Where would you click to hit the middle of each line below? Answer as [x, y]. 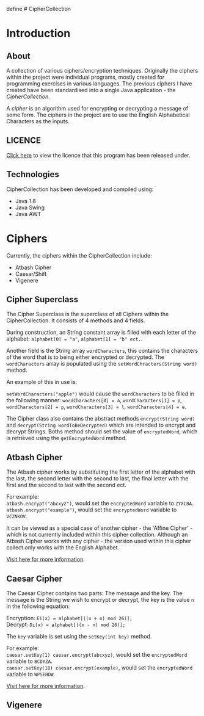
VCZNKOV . [17, 516]
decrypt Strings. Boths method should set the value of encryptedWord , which [102, 432]
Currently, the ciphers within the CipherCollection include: [79, 255]
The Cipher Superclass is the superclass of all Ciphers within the [88, 314]
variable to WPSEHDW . [31, 674]
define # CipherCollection [39, 9]
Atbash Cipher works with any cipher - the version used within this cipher [99, 541]
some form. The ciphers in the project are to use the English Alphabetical [98, 115]
